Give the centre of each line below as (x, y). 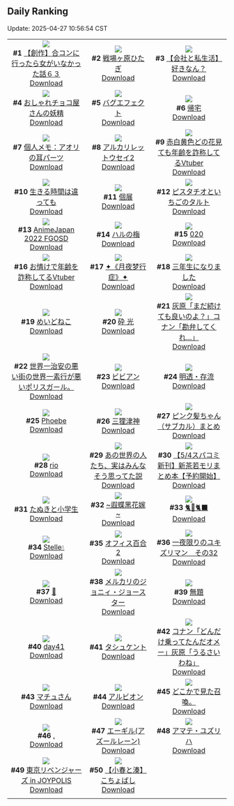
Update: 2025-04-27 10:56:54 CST (57, 28)
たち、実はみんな (118, 465)
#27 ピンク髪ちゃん (189, 416)
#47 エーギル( (115, 731)
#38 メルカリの (115, 581)
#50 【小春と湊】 (118, 770)
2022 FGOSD (46, 238)
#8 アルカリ (111, 147)
